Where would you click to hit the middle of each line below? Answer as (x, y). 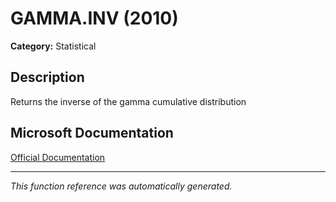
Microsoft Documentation (92, 133)
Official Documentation (58, 157)
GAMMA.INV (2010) (94, 18)
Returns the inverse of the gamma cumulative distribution (128, 101)
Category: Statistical (53, 46)
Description (47, 77)
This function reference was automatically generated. (121, 186)
